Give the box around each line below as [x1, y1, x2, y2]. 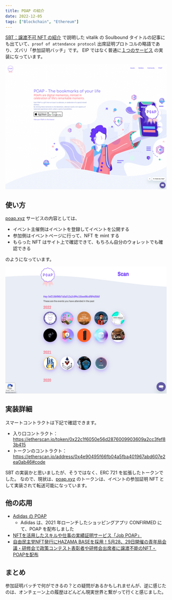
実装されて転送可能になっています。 [14, 482, 90, 488]
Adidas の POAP [12, 513, 47, 520]
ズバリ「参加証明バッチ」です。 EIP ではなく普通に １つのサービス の [14, 47, 159, 53]
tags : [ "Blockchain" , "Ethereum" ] [5, 19, 79, 24]
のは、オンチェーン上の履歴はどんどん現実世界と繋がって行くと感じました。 [5, 589, 166, 595]
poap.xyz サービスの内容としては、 [5, 215, 80, 221]
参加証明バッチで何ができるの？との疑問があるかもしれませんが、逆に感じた [5, 583, 166, 589]
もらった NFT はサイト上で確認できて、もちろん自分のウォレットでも [12, 239, 159, 245]
